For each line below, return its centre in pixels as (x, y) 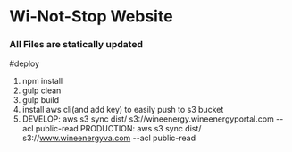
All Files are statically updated (76, 45)
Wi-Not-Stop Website (91, 17)
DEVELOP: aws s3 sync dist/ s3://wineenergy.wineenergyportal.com (148, 119)
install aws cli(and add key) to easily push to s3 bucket (123, 110)
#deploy (25, 63)
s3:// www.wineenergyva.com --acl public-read (109, 138)
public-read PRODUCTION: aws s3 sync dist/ (118, 129)
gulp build (41, 100)
